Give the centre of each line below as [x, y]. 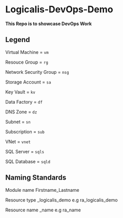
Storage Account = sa [28, 82]
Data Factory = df [24, 102]
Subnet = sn [18, 122]
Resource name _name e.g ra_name [43, 210]
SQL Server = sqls [25, 151]
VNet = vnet [18, 142]
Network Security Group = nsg [37, 72]
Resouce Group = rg [27, 62]
